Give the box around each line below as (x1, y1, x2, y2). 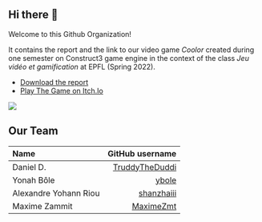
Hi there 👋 (8, 8, 58, 22)
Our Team (8, 124, 58, 138)
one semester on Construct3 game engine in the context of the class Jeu (8, 53, 250, 63)
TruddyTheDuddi (112, 161, 177, 172)
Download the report (19, 77, 89, 87)
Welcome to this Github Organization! (8, 29, 132, 38)
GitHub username (107, 147, 177, 159)
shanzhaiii (139, 188, 177, 199)
